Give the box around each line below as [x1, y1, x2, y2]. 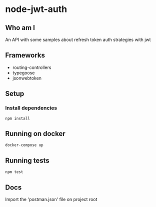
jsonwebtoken [12, 75, 41, 81]
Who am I [5, 23, 35, 32]
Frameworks [5, 51, 45, 59]
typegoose [12, 69, 35, 75]
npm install [5, 116, 30, 121]
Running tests [5, 156, 50, 164]
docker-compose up [5, 142, 43, 148]
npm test [5, 169, 23, 174]
